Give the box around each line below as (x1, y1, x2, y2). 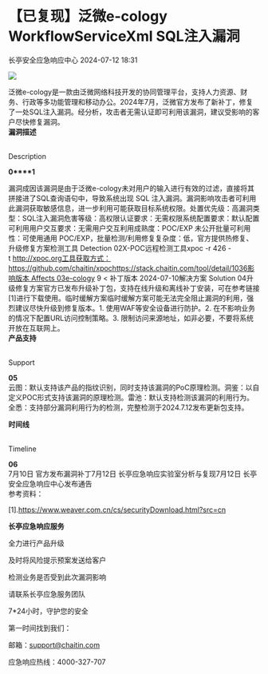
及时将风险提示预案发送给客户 (8, 555, 106, 565)
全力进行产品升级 (8, 538, 65, 548)
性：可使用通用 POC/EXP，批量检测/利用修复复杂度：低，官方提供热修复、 (8, 233, 254, 243)
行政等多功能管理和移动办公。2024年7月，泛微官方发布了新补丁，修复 (22, 97, 254, 106)
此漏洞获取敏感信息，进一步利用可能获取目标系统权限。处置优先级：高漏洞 (8, 203, 253, 212)
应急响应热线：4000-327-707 (8, 656, 106, 667)
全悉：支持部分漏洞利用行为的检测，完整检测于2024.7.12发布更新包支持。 (8, 402, 249, 412)
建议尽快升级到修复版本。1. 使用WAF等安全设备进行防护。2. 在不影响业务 (14, 303, 256, 312)
